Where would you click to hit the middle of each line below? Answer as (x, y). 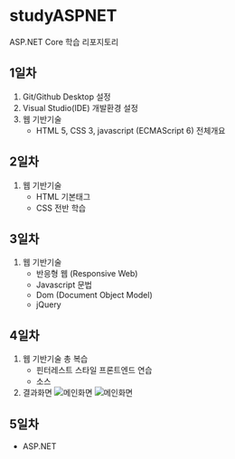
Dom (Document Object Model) (94, 295)
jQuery (48, 304)
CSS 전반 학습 (61, 208)
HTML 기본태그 (63, 196)
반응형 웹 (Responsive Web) (87, 274)
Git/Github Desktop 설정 (66, 97)
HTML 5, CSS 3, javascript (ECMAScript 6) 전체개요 (131, 130)
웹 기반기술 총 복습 (55, 359)
